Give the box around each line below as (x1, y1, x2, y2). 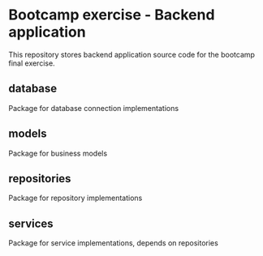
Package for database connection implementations (8, 103, 179, 113)
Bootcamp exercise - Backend (8, 6, 215, 24)
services (8, 216, 54, 230)
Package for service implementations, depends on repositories (8, 238, 219, 248)
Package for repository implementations (8, 193, 143, 203)
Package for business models (8, 148, 108, 158)
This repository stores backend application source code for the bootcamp (8, 49, 256, 59)
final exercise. (8, 58, 55, 68)
